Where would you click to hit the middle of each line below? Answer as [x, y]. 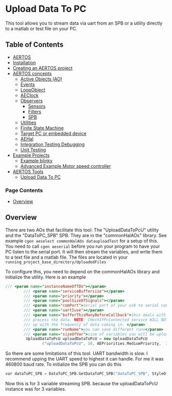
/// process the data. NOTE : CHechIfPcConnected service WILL [91, 320]
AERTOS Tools [28, 171]
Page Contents [24, 190]
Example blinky [36, 161]
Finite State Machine [42, 128]
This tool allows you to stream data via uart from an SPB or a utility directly [84, 23]
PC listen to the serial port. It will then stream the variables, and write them [84, 251]
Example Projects [31, 155]
